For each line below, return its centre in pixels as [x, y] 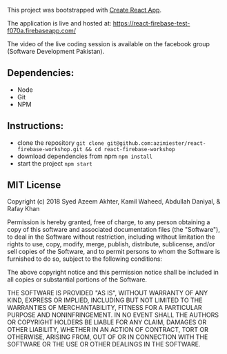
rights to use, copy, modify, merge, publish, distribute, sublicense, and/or [111, 244]
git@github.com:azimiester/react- [156, 143]
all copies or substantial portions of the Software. [77, 279]
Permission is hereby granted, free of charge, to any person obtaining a [109, 222]
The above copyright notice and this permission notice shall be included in [113, 273]
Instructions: [36, 126]
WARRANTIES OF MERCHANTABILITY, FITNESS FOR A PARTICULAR [105, 308]
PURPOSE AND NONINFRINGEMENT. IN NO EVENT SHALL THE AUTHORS [113, 315]
